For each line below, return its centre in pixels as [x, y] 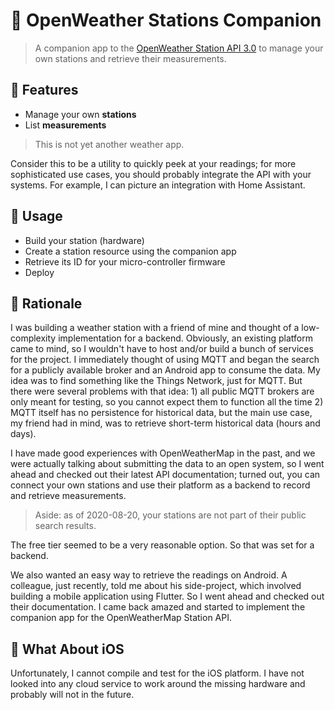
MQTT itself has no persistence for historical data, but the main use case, [161, 413]
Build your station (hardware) [84, 240]
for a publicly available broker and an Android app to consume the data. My [165, 370]
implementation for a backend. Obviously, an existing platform [185, 338]
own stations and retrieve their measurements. [130, 58]
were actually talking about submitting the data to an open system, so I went [167, 464]
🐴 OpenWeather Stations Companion [166, 20]
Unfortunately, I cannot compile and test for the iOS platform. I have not [157, 673]
